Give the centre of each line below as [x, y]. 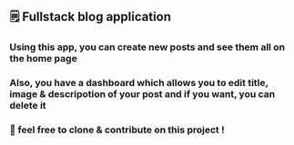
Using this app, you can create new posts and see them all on [147, 47]
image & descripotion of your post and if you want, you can [142, 94]
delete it [28, 106]
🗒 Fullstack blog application [90, 17]
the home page [43, 59]
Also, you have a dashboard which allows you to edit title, [139, 83]
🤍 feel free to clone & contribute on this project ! [117, 130]
